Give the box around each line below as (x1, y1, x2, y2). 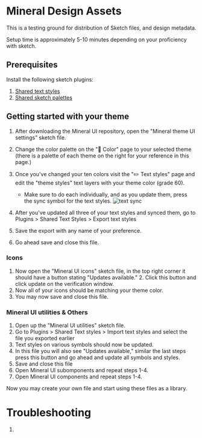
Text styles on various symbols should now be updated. (14, 341, 154, 348)
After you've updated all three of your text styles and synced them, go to (14, 209, 196, 216)
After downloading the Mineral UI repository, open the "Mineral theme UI (14, 127, 195, 135)
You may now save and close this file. (14, 293, 109, 300)
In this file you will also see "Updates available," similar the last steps (14, 348, 186, 355)
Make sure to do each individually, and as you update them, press (24, 191, 188, 198)
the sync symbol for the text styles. (24, 197, 112, 205)
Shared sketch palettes (14, 94, 72, 101)
